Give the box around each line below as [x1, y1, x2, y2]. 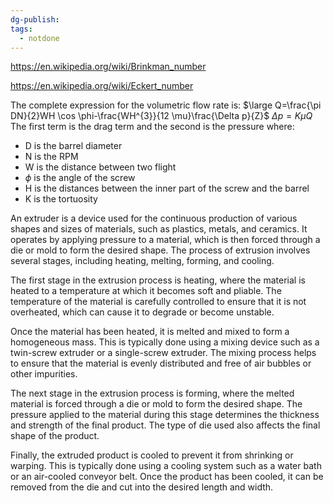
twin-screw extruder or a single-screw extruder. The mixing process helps [10, 347, 317, 359]
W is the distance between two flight [24, 161, 177, 173]
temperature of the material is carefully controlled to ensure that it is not [10, 296, 307, 308]
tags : [10, 24, 33, 34]
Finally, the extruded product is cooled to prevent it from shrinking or [10, 449, 294, 461]
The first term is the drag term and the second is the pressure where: [10, 121, 295, 133]
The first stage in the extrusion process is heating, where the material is [10, 274, 306, 286]
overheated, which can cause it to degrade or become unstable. [10, 306, 275, 318]
